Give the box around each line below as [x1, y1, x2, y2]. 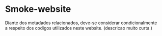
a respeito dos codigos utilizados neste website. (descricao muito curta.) [5, 25, 153, 31]
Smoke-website [5, 3, 71, 15]
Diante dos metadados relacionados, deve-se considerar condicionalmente [5, 20, 157, 26]
